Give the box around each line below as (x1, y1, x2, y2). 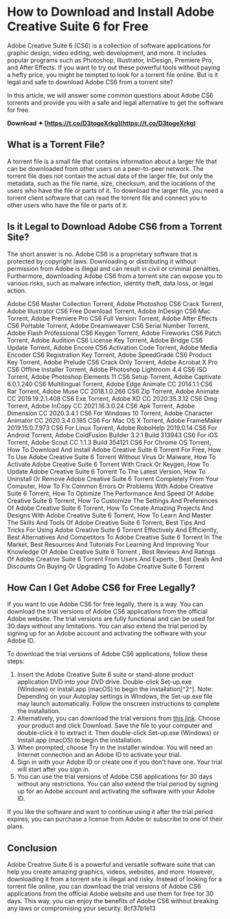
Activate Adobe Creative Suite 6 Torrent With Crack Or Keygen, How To (7, 460, 209, 468)
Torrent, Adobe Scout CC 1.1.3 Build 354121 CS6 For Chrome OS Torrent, (7, 438, 211, 446)
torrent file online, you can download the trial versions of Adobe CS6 (7, 883, 201, 891)
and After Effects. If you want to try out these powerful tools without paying (7, 63, 220, 71)
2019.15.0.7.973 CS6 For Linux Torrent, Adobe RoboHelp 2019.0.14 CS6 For (7, 423, 218, 432)
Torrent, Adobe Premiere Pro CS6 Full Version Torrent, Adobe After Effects (7, 314, 218, 323)
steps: (7, 657, 25, 666)
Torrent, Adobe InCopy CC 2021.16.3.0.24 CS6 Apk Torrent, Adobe (7, 402, 195, 410)
